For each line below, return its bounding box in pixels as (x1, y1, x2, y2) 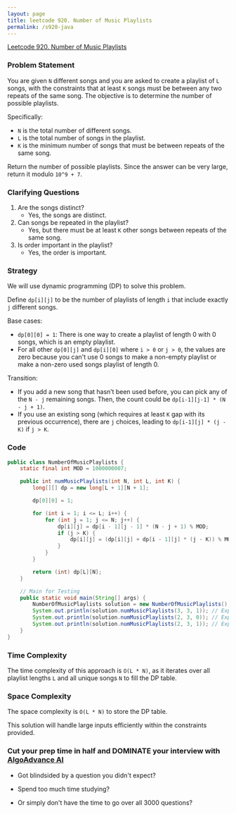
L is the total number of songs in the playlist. (17, 133, 146, 142)
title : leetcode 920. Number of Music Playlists (7, 17, 152, 24)
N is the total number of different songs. (17, 126, 132, 135)
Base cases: (7, 316, 43, 325)
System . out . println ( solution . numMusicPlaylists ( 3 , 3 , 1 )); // (32, 608, 218, 615)
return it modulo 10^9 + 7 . (7, 170, 83, 178)
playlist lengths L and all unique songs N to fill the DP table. (7, 674, 177, 682)
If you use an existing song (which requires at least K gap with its (17, 410, 205, 419)
